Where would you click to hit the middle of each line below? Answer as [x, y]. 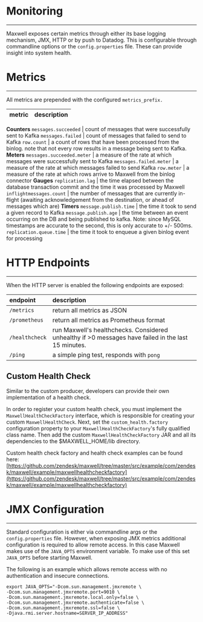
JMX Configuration [55, 509]
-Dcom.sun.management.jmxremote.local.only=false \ [72, 597]
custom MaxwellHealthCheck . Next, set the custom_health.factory [87, 422]
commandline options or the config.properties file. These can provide [94, 46]
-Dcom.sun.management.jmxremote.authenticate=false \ [76, 603]
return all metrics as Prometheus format [108, 320]
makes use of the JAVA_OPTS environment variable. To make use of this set [98, 551]
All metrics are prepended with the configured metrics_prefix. [85, 99]
